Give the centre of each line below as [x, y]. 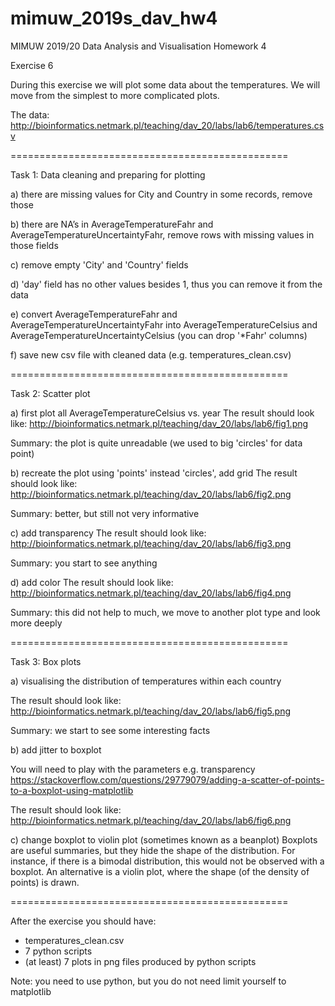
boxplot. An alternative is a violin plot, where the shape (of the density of [160, 871]
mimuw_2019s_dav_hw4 [114, 18]
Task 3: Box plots [46, 661]
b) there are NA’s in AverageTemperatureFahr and [112, 224]
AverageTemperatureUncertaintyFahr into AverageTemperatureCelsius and [164, 324]
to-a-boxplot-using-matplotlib [72, 790]
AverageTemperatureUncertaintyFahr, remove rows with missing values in [162, 234]
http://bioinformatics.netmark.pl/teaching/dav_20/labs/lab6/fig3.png [151, 543]
